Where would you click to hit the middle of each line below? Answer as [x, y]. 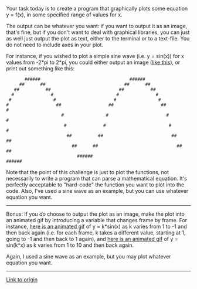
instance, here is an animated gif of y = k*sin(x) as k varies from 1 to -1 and [97, 226]
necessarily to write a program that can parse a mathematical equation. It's [97, 178]
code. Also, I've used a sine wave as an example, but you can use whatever [97, 191]
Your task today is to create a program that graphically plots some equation [97, 8]
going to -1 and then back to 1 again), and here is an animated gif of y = [92, 239]
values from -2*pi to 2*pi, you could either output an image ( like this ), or [93, 62]
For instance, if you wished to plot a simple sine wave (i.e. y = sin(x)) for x [95, 56]
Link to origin [22, 280]
